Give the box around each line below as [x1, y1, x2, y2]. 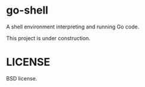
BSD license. [6, 75, 37, 82]
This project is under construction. [6, 34, 91, 41]
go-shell [6, 4, 49, 17]
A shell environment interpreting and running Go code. [6, 23, 140, 30]
